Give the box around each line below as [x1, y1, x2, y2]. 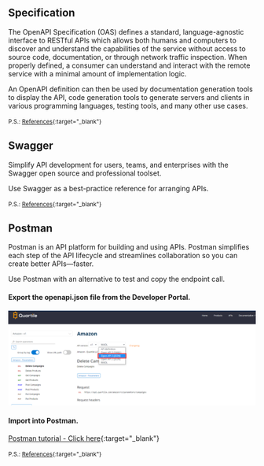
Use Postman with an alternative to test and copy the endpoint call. [8, 275, 225, 284]
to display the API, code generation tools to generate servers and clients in [8, 92, 250, 102]
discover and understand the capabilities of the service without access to [8, 43, 246, 54]
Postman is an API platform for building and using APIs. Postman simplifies [8, 242, 250, 252]
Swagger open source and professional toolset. [8, 168, 162, 178]
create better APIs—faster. [8, 259, 94, 268]
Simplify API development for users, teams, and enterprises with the [8, 160, 229, 169]
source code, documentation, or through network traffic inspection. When [8, 52, 247, 61]
